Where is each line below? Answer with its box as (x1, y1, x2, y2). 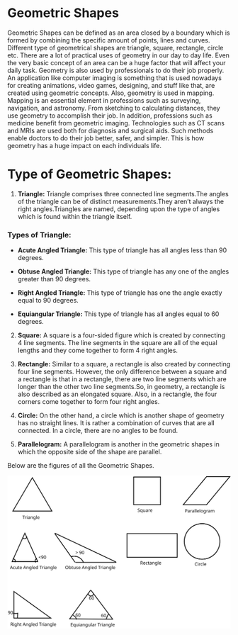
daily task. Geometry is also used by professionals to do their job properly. (7, 66, 225, 74)
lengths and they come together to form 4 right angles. (17, 346, 178, 355)
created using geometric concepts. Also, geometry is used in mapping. (7, 89, 215, 97)
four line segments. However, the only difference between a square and (17, 367, 227, 376)
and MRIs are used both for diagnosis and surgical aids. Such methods (7, 126, 214, 135)
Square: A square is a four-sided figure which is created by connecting (17, 331, 225, 339)
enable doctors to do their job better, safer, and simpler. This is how (7, 133, 204, 142)
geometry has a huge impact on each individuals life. (7, 141, 161, 150)
